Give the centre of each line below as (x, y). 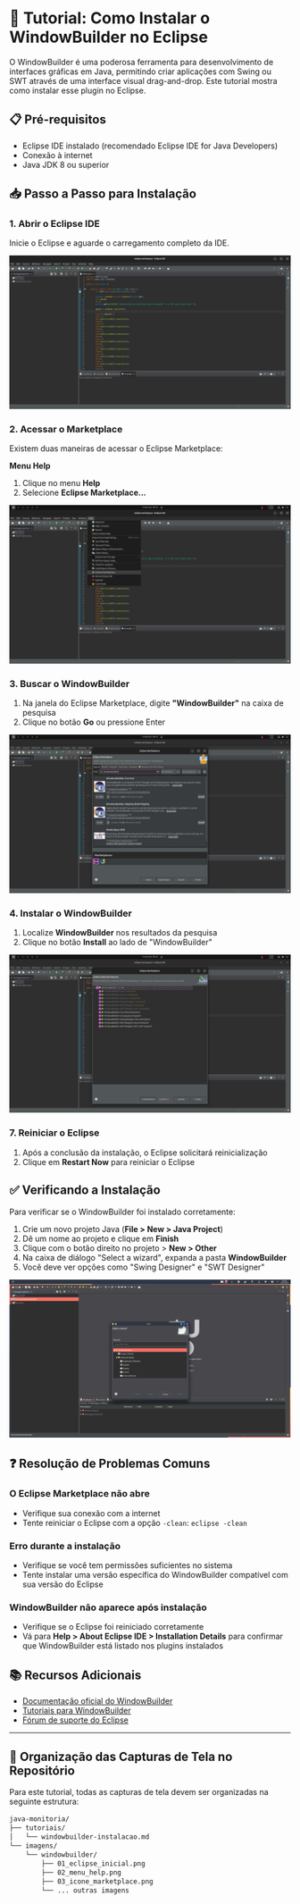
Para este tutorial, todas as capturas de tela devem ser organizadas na (139, 1791)
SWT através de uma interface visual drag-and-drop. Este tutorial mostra (144, 80)
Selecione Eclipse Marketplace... (84, 493)
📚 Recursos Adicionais (75, 1675)
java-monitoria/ (39, 1819)
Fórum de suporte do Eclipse (75, 1720)
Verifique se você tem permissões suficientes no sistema (127, 1565)
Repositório (42, 1770)
